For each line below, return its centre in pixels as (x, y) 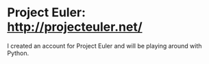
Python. (18, 53)
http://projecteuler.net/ (75, 27)
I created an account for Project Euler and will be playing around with (104, 46)
